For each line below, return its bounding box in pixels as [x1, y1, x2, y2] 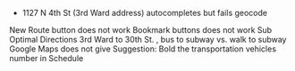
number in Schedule [9, 53, 84, 63]
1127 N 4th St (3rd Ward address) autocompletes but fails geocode [21, 8, 268, 18]
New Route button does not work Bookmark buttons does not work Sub [9, 25, 273, 35]
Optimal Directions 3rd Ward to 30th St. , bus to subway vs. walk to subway [9, 35, 287, 44]
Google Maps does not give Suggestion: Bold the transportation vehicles [9, 43, 277, 54]
